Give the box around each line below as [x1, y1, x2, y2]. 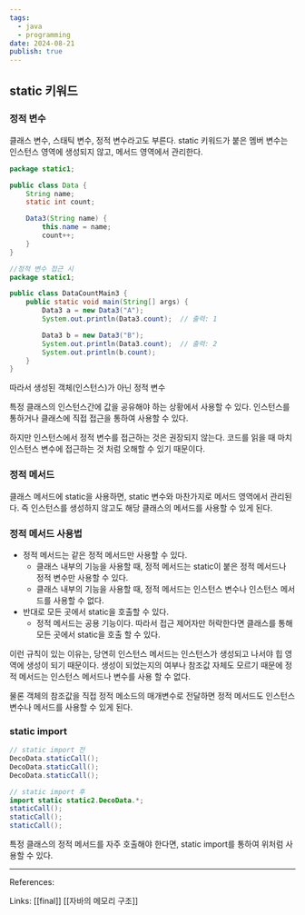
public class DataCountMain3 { [9, 289, 128, 298]
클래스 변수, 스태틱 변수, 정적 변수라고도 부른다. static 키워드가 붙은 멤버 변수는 [9, 134, 289, 145]
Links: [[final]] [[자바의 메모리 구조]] [9, 896, 139, 907]
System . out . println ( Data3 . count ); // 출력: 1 [42, 314, 218, 323]
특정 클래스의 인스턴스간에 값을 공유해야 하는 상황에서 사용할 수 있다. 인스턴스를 [9, 402, 290, 413]
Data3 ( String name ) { [25, 214, 107, 224]
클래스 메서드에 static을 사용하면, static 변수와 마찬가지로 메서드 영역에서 [9, 491, 269, 502]
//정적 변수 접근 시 [9, 264, 74, 274]
